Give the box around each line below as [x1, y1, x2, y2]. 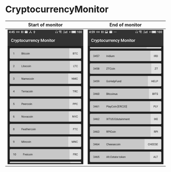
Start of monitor [27, 22, 63, 28]
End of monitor [109, 22, 142, 28]
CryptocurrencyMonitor [5, 4, 109, 15]
